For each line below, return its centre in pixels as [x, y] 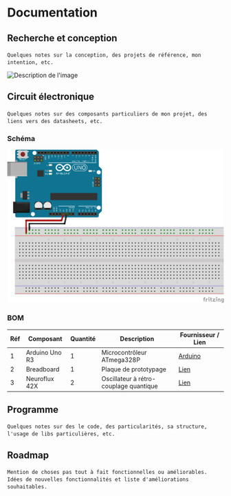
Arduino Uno [44, 352]
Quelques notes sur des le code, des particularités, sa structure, [107, 427]
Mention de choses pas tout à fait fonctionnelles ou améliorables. [107, 473]
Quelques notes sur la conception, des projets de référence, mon [104, 55]
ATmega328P [121, 360]
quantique [144, 386]
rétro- [147, 379]
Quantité [83, 338]
